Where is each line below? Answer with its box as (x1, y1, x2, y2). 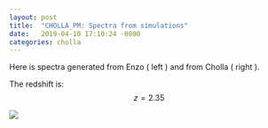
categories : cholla (9, 37, 82, 47)
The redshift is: (9, 79, 65, 89)
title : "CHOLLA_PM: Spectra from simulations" (9, 21, 189, 30)
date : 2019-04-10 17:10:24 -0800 (9, 29, 141, 38)
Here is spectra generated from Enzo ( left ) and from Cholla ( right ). (9, 62, 260, 72)
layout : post (9, 12, 58, 22)
